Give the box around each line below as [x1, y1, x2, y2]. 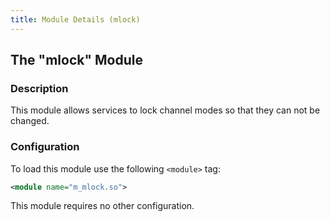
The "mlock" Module [10, 52, 143, 69]
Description [10, 81, 69, 95]
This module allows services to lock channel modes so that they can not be [10, 104, 321, 116]
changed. [10, 115, 50, 127]
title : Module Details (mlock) [10, 14, 141, 25]
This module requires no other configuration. [10, 200, 195, 212]
